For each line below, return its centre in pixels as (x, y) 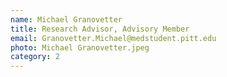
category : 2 (35, 57)
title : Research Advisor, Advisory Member (100, 29)
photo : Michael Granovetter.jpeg (80, 47)
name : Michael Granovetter (66, 19)
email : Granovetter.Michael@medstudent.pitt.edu (113, 38)
